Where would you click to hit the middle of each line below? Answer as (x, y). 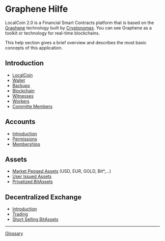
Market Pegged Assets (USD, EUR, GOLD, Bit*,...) (62, 171)
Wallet (19, 80)
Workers (21, 101)
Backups (21, 85)
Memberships (26, 144)
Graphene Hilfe (37, 9)
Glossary (14, 234)
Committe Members (32, 106)
